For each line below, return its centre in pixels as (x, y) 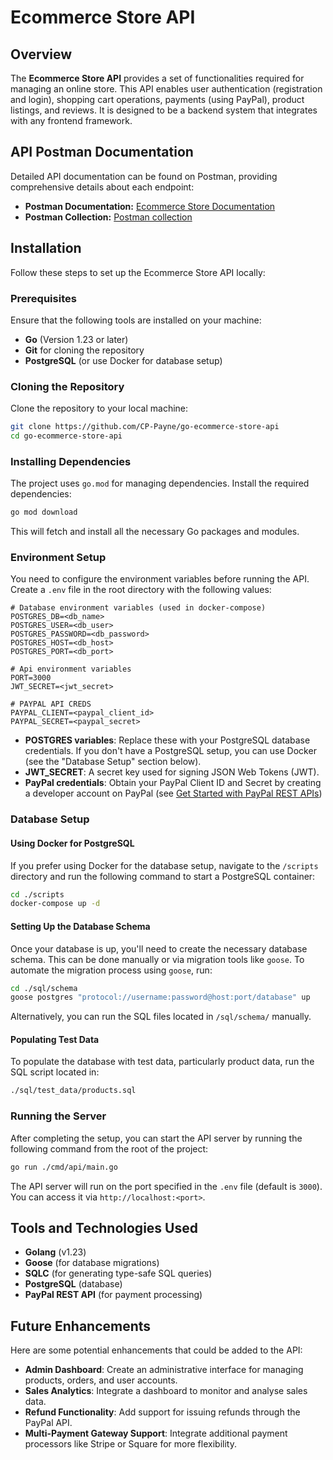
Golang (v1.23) (55, 1252)
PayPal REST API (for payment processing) (113, 1295)
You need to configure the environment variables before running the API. (160, 579)
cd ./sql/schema (44, 988)
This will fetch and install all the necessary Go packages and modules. (155, 532)
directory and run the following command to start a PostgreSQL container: (163, 876)
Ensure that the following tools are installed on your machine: (136, 320)
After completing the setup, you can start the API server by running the (156, 1138)
